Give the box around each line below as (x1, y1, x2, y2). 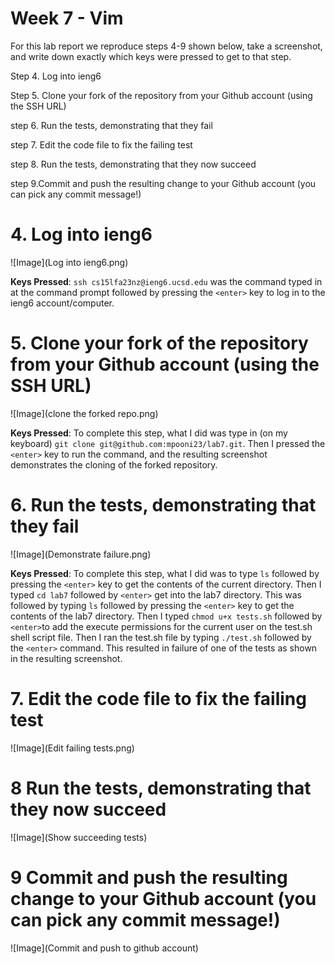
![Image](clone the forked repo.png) (10, 407, 159, 419)
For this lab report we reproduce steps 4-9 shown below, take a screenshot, (10, 40, 323, 52)
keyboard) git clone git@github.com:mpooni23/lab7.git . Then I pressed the (10, 437, 326, 449)
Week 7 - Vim (10, 7, 124, 30)
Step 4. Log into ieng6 (10, 70, 102, 82)
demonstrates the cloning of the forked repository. (10, 458, 218, 471)
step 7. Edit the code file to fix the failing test (10, 138, 193, 151)
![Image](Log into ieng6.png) (10, 256, 129, 268)
